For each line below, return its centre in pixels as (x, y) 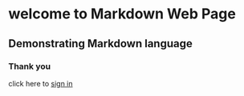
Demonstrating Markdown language (100, 44)
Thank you (29, 66)
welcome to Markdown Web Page (122, 14)
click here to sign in (41, 83)
